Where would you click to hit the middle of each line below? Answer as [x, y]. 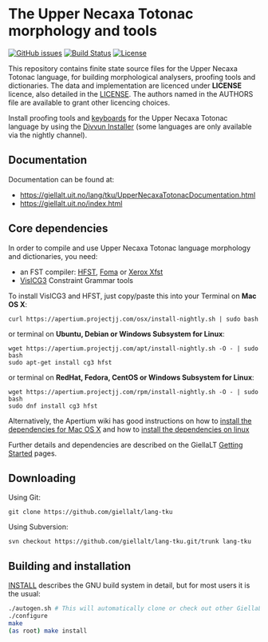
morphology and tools [83, 31]
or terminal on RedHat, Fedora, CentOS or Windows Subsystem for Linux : [131, 377]
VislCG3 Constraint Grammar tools [77, 280]
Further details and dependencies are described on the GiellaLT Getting [126, 445]
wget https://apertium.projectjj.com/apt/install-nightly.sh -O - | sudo [134, 349]
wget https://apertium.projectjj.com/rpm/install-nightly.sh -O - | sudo [134, 392]
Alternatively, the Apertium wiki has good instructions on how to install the [130, 421]
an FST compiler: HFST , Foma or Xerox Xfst [91, 272]
